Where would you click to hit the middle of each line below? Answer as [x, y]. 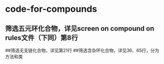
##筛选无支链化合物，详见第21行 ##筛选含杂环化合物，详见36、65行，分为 [82, 50]
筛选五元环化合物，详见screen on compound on [80, 28]
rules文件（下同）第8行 [42, 38]
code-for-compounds [51, 9]
